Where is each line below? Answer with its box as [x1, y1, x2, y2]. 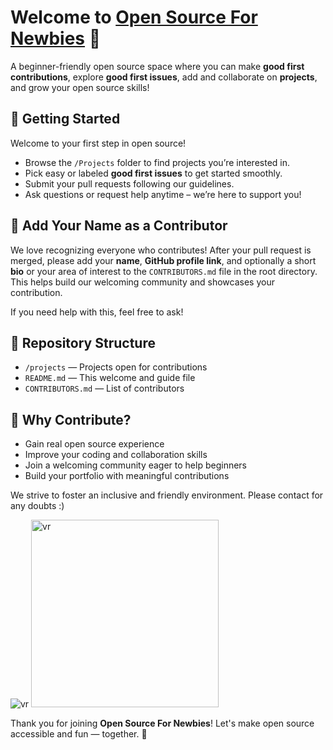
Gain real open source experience [24, 438, 165, 450]
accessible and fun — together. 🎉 [10, 728, 148, 740]
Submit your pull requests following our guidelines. [24, 177, 235, 190]
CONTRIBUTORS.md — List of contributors [24, 382, 185, 395]
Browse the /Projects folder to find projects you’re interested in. [24, 156, 291, 168]
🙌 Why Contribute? [10, 411, 132, 428]
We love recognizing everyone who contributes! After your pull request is [10, 244, 312, 256]
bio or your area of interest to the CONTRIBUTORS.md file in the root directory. [10, 265, 318, 277]
